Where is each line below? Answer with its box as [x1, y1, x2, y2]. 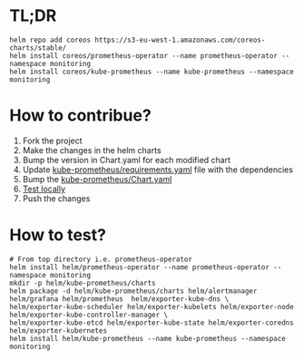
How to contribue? [9, 105, 151, 126]
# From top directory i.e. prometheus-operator [9, 255, 193, 264]
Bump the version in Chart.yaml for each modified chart [22, 154, 231, 165]
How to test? [9, 225, 107, 246]
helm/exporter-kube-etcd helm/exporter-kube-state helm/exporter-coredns [9, 318, 295, 327]
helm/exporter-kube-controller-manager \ [9, 310, 169, 319]
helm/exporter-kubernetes [9, 326, 107, 336]
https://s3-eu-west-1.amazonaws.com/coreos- [94, 35, 266, 44]
